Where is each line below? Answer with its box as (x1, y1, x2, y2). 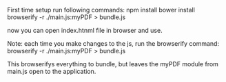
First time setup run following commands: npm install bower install (7, 6, 195, 14)
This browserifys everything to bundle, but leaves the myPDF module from (7, 60, 219, 68)
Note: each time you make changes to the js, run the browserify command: (7, 40, 219, 47)
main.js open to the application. (7, 68, 96, 75)
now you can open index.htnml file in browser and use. (7, 27, 163, 34)
